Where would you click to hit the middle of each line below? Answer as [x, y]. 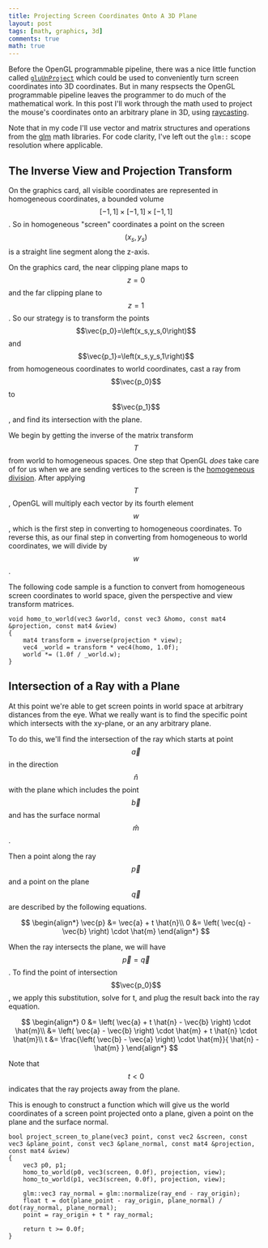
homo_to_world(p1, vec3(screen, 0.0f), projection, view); [125, 1179]
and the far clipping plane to [55, 292]
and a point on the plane [49, 881]
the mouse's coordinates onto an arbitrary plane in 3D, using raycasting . [129, 112]
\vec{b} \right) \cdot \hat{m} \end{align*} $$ [136, 931]
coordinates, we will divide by [58, 545]
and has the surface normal [54, 815]
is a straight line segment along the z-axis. [79, 252]
